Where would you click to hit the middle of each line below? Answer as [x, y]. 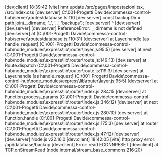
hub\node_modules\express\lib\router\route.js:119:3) [59, 71]
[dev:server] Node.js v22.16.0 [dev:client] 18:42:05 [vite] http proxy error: [80, 139]
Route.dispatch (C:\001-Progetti [38, 65]
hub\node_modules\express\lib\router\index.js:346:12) [61, 102]
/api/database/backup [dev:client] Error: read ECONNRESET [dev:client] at [82, 144]
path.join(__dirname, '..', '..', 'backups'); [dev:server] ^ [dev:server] [73, 23]
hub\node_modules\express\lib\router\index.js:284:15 [60, 92]
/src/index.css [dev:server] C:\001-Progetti [49, 12]
